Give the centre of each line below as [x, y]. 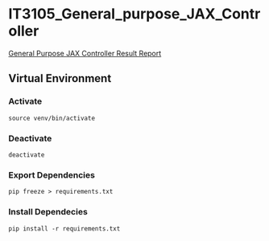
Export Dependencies [52, 175]
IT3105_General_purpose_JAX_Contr [134, 14]
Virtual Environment [60, 78]
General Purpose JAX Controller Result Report [85, 53]
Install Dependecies [48, 212]
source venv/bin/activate [52, 118]
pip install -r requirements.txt [64, 229]
